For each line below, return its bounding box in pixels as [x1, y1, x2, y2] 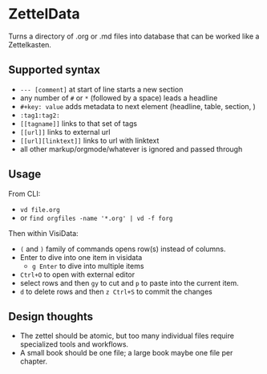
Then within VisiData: [8, 228, 79, 238]
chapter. [19, 356, 48, 366]
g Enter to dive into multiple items [31, 261, 144, 270]
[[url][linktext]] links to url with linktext [19, 136, 160, 145]
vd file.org [19, 205, 60, 213]
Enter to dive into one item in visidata [19, 252, 143, 262]
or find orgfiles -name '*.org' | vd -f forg [19, 213, 173, 222]
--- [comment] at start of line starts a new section [19, 84, 184, 94]
